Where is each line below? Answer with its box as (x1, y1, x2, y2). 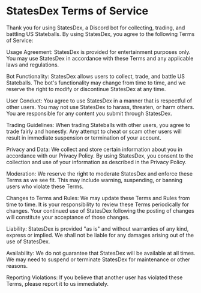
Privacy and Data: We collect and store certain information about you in (6, 146, 183, 153)
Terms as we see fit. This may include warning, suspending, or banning (6, 176, 183, 183)
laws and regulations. (6, 61, 59, 68)
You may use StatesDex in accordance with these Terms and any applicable (6, 55, 194, 62)
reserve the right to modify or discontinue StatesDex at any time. (6, 85, 166, 92)
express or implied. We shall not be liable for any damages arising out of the (6, 231, 194, 238)
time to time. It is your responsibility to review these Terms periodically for (6, 201, 190, 208)
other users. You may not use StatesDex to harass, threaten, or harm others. (6, 103, 195, 110)
